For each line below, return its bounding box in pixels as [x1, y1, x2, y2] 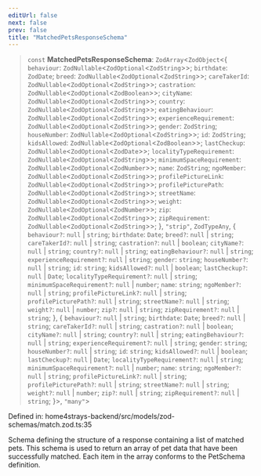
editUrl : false [8, 11, 58, 20]
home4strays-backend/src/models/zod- [45, 412, 175, 421]
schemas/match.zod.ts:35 [8, 420, 92, 430]
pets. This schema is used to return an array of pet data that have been [8, 444, 237, 453]
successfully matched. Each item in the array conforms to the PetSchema [8, 452, 245, 461]
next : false [8, 19, 47, 27]
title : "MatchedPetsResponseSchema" [8, 33, 128, 42]
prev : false [8, 26, 47, 34]
